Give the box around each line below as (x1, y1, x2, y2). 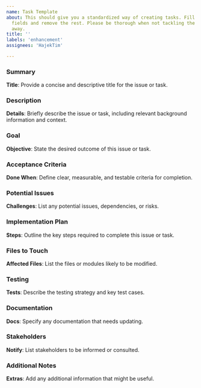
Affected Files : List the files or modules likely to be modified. (6, 260, 158, 267)
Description (6, 96, 42, 105)
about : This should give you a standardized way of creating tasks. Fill (6, 14, 196, 20)
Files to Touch (6, 246, 48, 255)
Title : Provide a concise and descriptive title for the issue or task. (6, 81, 168, 89)
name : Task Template (6, 8, 58, 15)
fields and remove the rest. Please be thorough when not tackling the (11, 20, 196, 26)
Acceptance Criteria (6, 160, 67, 169)
